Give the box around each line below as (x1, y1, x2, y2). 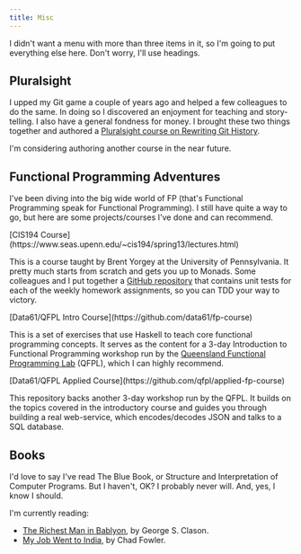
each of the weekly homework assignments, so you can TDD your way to (9, 285, 280, 296)
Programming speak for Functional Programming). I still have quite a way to (9, 203, 288, 214)
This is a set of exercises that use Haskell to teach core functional (9, 330, 253, 340)
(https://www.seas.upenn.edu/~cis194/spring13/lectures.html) (9, 239, 240, 250)
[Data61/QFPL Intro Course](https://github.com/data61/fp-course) (9, 312, 253, 323)
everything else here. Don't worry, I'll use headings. (9, 47, 200, 58)
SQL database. (9, 421, 65, 432)
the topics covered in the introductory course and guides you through (9, 402, 267, 413)
